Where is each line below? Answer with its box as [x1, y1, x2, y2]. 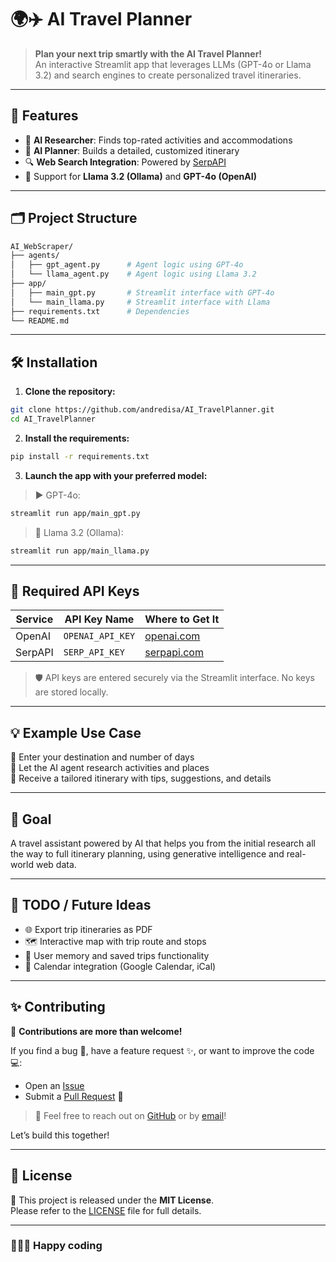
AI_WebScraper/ [10, 241, 74, 251]
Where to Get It [144, 612, 220, 626]
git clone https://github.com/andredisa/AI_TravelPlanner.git [10, 405, 275, 415]
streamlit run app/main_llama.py [10, 546, 150, 556]
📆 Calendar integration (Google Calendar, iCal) [24, 960, 217, 972]
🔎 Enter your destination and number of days [10, 751, 195, 763]
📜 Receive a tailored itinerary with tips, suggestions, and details [10, 772, 272, 785]
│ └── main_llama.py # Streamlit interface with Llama [10, 297, 271, 307]
